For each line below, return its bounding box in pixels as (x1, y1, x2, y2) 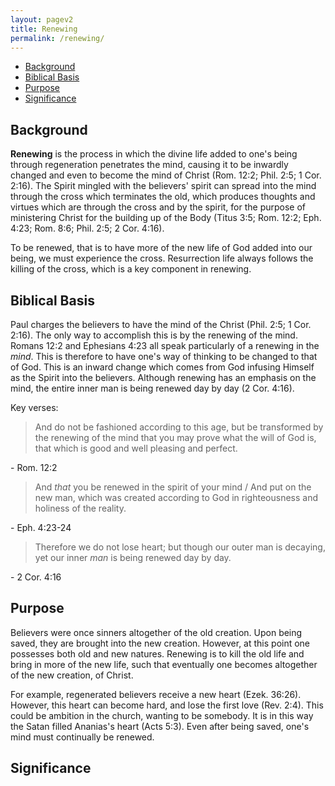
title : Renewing (10, 24, 78, 34)
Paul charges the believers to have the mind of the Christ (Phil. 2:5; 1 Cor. (10, 319, 312, 330)
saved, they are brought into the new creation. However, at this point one (10, 637, 311, 649)
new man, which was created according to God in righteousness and (34, 492, 318, 503)
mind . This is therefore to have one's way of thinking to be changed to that (10, 351, 318, 362)
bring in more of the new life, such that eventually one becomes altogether (10, 658, 318, 670)
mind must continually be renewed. (10, 731, 155, 743)
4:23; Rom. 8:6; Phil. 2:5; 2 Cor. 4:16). (10, 222, 165, 235)
